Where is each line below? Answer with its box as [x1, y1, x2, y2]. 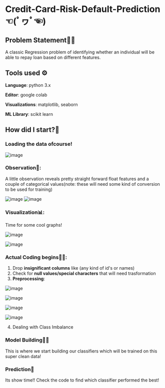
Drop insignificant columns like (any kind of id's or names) [12, 265, 135, 271]
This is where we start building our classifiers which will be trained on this [5, 348, 157, 354]
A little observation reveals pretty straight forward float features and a [5, 176, 149, 182]
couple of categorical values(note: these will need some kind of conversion [5, 181, 160, 187]
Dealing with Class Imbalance [12, 324, 73, 330]
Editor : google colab [5, 91, 47, 98]
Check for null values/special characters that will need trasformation [12, 271, 156, 277]
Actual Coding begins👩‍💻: [5, 254, 67, 261]
